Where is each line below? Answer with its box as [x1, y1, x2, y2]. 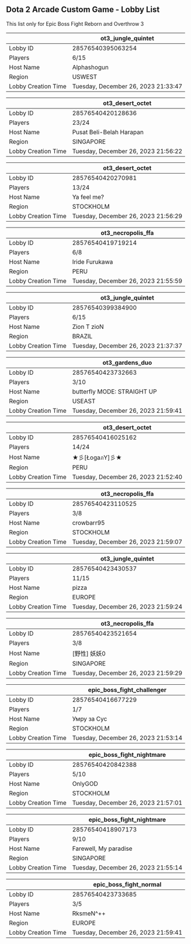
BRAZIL [72, 332, 93, 340]
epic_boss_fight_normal [93, 880, 162, 888]
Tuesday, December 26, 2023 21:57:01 [72, 799, 183, 807]
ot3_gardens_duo [102, 358, 152, 366]
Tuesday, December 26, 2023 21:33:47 [72, 82, 183, 90]
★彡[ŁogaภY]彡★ [72, 453, 122, 461]
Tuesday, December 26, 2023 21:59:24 [72, 602, 183, 610]
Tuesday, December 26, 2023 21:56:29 [72, 212, 183, 220]
